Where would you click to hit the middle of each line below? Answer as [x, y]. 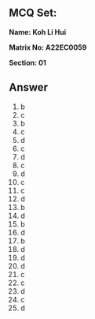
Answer [29, 87]
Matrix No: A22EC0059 [48, 47]
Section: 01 [27, 62]
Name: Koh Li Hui [38, 32]
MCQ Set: [33, 13]
